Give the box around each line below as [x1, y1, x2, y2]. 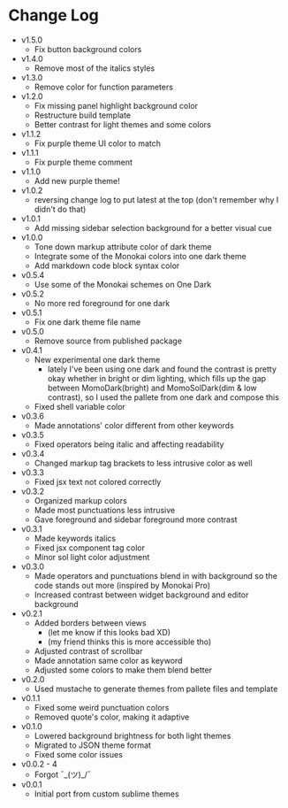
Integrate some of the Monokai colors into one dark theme [34, 250, 246, 261]
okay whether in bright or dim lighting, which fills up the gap [47, 373, 267, 383]
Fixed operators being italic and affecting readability [34, 439, 224, 450]
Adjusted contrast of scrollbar [34, 645, 143, 656]
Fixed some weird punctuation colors [34, 702, 170, 712]
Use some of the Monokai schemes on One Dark [34, 279, 212, 289]
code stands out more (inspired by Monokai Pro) [34, 580, 211, 590]
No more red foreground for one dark [34, 297, 171, 308]
